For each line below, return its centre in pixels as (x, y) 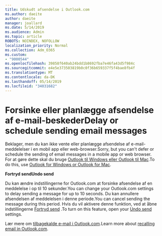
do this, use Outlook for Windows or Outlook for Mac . (58, 165)
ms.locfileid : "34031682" (31, 86)
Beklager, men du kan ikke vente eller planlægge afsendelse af (67, 144)
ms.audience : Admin (25, 32)
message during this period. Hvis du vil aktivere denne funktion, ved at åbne (81, 204)
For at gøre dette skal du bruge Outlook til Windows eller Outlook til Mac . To (80, 159)
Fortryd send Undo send (29, 174)
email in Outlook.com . (27, 229)
